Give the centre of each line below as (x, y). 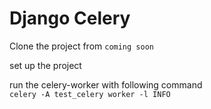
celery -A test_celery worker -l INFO (90, 94)
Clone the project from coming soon (81, 46)
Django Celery (70, 18)
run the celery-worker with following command (106, 84)
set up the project (45, 65)
